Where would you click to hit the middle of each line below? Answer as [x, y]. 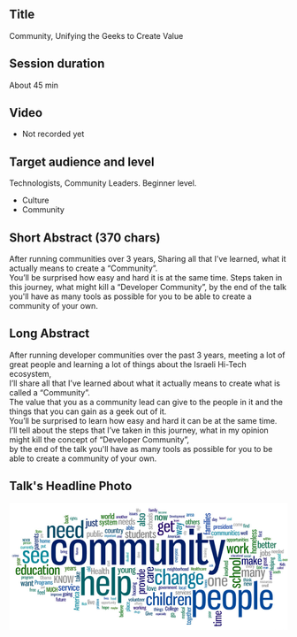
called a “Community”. [50, 392]
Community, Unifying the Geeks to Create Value [96, 35]
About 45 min [34, 85]
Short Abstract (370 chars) [85, 238]
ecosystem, [30, 373]
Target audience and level [82, 161]
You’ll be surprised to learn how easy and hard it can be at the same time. [143, 420]
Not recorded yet [53, 134]
